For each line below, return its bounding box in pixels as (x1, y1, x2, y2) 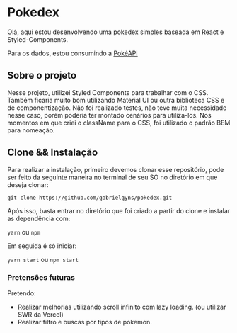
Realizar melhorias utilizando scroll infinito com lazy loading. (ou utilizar (17, 303, 226, 311)
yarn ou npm (7, 227, 41, 236)
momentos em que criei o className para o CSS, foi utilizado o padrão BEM (7, 118, 231, 127)
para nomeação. (7, 125, 55, 135)
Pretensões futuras (7, 273, 76, 283)
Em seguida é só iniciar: (7, 242, 77, 250)
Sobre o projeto (7, 69, 76, 81)
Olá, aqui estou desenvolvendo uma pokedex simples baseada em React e (7, 28, 224, 36)
